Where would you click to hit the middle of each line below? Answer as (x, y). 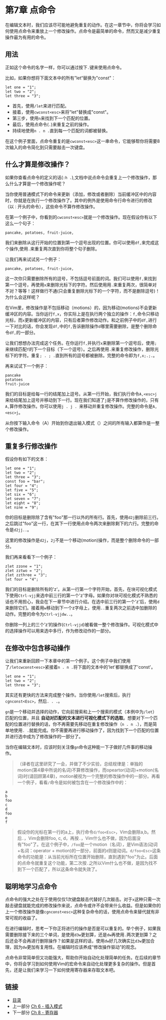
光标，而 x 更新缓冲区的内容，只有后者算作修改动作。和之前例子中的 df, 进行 (81, 320)
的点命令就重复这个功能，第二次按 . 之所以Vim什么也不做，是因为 (83, 863)
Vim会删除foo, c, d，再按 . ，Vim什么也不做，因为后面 (82, 838)
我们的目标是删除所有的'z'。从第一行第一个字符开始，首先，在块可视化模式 (81, 589)
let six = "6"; (21, 495)
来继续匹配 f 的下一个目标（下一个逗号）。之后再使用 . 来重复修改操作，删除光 (82, 349)
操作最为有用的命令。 (27, 37)
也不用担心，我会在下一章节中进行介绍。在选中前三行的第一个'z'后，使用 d (84, 602)
